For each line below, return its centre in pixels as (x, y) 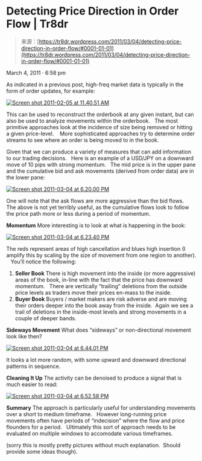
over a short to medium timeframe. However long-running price (87, 414)
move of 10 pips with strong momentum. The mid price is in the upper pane (101, 164)
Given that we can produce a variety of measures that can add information (99, 152)
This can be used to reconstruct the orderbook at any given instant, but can (100, 114)
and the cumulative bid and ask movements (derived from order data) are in (100, 171)
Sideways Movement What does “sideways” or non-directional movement (99, 330)
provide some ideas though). (42, 451)
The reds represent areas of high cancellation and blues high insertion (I (96, 248)
